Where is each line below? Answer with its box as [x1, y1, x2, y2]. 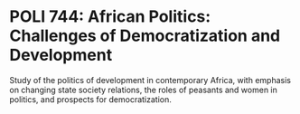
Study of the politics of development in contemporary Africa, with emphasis [9, 74, 292, 85]
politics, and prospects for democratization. [9, 93, 172, 105]
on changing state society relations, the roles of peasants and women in [9, 84, 278, 95]
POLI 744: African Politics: [9, 6, 211, 27]
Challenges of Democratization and [9, 25, 281, 46]
